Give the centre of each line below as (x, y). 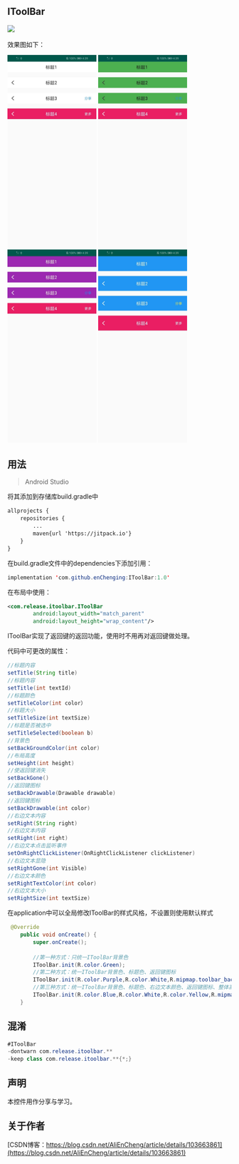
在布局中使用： (29, 592)
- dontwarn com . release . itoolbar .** (60, 1051)
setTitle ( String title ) (43, 673)
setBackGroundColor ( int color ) (54, 748)
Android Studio (47, 482)
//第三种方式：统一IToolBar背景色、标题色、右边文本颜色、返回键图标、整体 (131, 987)
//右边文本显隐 (27, 861)
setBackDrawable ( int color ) (49, 808)
